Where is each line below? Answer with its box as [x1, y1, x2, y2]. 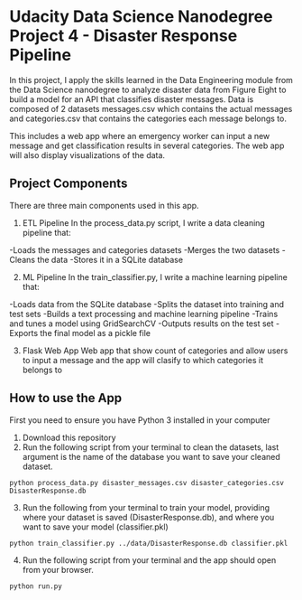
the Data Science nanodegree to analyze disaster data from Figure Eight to [9, 84, 287, 95]
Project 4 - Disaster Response [9, 25, 238, 46]
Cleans [9, 254, 36, 265]
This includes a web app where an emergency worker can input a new [9, 130, 270, 141]
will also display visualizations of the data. [9, 149, 165, 160]
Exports [9, 327, 39, 338]
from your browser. [22, 564, 95, 575]
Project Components [9, 176, 128, 192]
